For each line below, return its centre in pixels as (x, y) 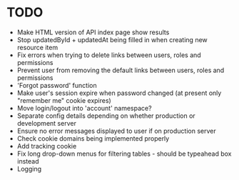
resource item (37, 47)
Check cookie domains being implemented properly (93, 138)
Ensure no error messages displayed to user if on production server (116, 131)
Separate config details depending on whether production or (106, 116)
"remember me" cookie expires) (64, 100)
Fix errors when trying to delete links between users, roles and (109, 55)
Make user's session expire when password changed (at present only (119, 93)
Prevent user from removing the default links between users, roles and (121, 70)
